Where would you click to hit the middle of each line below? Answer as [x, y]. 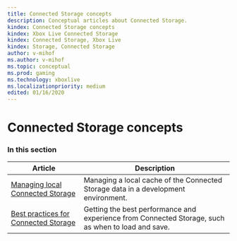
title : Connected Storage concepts [60, 14]
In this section [32, 150]
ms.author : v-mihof [36, 60]
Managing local [36, 184]
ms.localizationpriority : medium [56, 86]
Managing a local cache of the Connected [153, 180]
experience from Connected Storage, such [154, 218]
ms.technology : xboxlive [44, 80]
